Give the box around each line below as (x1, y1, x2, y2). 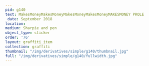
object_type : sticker (5, 30, 50, 35)
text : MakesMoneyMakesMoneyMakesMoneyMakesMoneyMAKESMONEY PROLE (5, 12, 144, 17)
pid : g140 (5, 7, 26, 12)
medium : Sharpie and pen (5, 26, 57, 31)
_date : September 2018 (5, 16, 52, 21)
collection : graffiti (5, 44, 50, 49)
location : (5, 21, 26, 26)
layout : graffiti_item (5, 40, 52, 45)
